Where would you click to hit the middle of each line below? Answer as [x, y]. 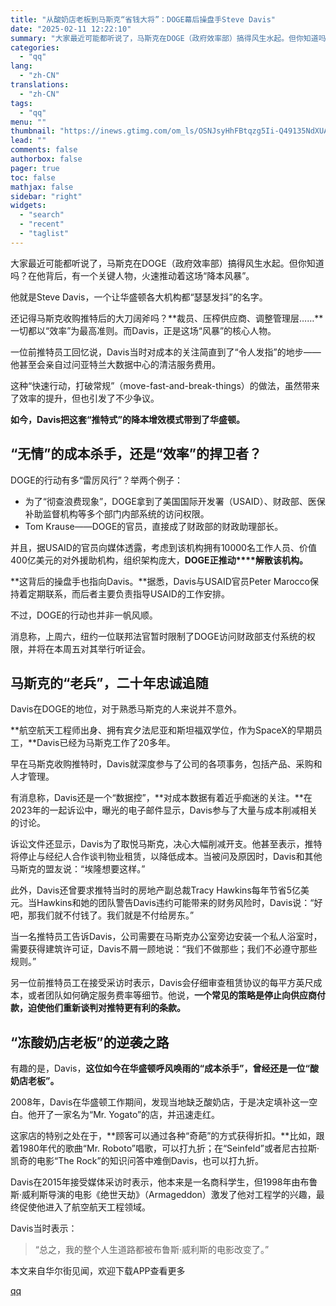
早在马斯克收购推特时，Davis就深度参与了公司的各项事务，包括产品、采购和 [166, 764]
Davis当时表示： [44, 1228]
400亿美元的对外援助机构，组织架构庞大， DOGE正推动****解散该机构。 [159, 560]
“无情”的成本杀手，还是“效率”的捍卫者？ [136, 454]
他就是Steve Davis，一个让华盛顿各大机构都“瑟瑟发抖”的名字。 [139, 297]
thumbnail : [33, 131]
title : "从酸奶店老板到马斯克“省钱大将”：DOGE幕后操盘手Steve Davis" [143, 19]
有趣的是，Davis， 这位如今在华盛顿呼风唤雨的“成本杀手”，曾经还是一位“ [160, 1068]
